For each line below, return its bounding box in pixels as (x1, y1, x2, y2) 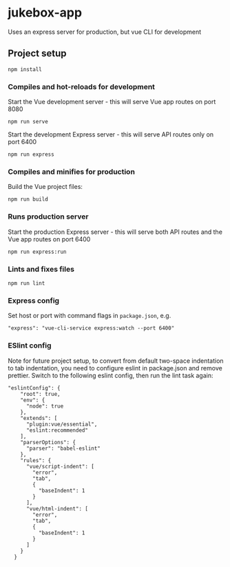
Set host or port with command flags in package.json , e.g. (8, 312, 171, 320)
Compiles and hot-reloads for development (8, 81, 156, 91)
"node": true (25, 402, 64, 410)
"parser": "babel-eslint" (25, 445, 101, 452)
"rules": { (20, 457, 52, 464)
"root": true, (20, 390, 61, 397)
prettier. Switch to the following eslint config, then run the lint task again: (8, 371, 213, 379)
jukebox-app (8, 5, 82, 21)
